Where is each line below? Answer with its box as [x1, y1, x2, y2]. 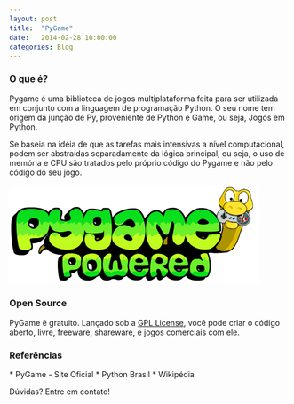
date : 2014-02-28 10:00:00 [9, 33, 117, 42]
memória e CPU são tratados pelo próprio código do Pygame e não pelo [9, 157, 274, 168]
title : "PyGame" [9, 23, 74, 33]
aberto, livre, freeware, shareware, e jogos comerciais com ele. [9, 327, 240, 337]
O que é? [9, 73, 49, 85]
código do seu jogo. [9, 167, 83, 178]
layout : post [9, 14, 58, 23]
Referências [9, 349, 63, 361]
